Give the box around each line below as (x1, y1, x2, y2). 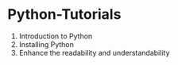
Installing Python (18, 39, 75, 49)
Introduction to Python (18, 31, 93, 41)
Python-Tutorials (7, 5, 122, 23)
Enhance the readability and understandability (18, 48, 170, 57)
